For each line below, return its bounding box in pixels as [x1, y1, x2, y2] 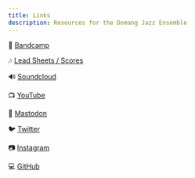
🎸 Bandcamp [8, 40, 49, 49]
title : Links [8, 11, 51, 20]
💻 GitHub [8, 162, 40, 171]
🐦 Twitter [8, 124, 41, 133]
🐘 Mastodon [8, 108, 48, 118]
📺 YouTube [8, 90, 45, 100]
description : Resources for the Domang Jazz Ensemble [8, 19, 188, 27]
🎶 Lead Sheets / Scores [8, 56, 84, 65]
